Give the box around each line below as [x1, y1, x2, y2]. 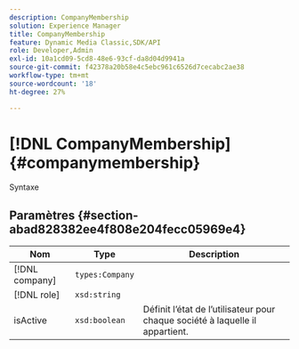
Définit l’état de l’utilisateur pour [142, 304, 276, 316]
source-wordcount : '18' [9, 79, 98, 88]
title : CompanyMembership [9, 29, 105, 38]
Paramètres [9, 207, 76, 223]
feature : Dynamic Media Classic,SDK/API [9, 37, 162, 47]
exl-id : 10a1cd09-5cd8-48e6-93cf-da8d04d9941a [9, 54, 185, 63]
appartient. [142, 326, 189, 338]
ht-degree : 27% [9, 87, 66, 96]
